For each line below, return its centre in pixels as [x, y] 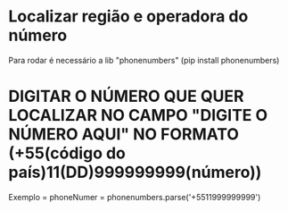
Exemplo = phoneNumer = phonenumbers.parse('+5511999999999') [135, 197]
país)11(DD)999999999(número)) [135, 173]
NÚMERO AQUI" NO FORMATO [124, 135]
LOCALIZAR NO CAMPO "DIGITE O [138, 116]
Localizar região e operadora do [128, 17]
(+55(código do [67, 153]
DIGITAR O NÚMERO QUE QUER [126, 97]
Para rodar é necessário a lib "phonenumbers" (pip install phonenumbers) [144, 60]
